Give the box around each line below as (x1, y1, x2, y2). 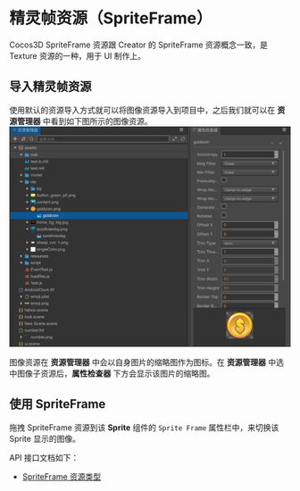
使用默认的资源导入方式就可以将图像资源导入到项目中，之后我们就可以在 (9, 104, 275, 115)
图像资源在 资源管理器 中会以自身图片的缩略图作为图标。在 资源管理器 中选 (9, 356, 284, 367)
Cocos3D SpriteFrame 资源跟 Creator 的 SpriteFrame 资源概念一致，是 (9, 39, 269, 50)
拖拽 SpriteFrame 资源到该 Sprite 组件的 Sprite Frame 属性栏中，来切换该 (9, 421, 279, 433)
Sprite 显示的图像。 (9, 433, 80, 444)
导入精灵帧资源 (9, 79, 92, 95)
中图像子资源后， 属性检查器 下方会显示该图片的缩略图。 (9, 368, 215, 379)
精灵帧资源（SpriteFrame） (9, 8, 212, 29)
